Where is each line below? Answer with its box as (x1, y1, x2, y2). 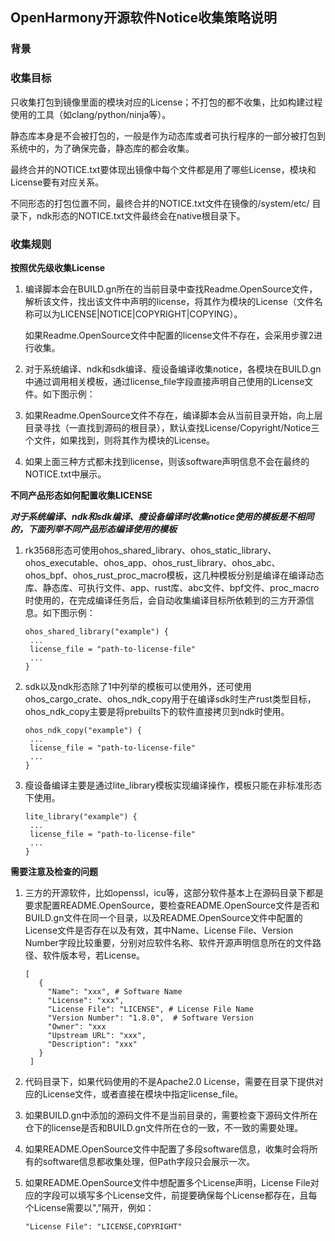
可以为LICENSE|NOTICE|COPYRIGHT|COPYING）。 (33, 308, 243, 320)
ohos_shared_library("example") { (24, 626, 169, 637)
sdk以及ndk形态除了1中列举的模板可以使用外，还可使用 (24, 680, 252, 692)
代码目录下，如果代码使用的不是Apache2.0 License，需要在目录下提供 (24, 1075, 315, 1087)
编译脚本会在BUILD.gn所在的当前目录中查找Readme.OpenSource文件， (24, 283, 318, 295)
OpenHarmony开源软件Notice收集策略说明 (10, 9, 278, 27)
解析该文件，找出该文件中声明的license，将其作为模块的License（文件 (24, 295, 315, 307)
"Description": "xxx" (47, 1039, 138, 1049)
